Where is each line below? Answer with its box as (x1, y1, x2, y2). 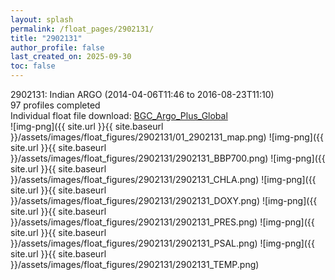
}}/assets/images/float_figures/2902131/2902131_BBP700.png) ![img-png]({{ (10, 152, 326, 164)
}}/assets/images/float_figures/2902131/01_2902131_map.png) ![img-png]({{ (10, 131, 325, 143)
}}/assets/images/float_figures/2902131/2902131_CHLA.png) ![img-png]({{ (10, 174, 317, 185)
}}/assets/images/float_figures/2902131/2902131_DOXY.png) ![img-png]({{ (10, 195, 318, 206)
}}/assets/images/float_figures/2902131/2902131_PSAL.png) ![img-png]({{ (10, 237, 315, 249)
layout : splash (10, 14, 74, 25)
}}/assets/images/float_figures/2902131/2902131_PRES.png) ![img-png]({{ (10, 216, 315, 228)
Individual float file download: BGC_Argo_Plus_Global (10, 110, 228, 121)
